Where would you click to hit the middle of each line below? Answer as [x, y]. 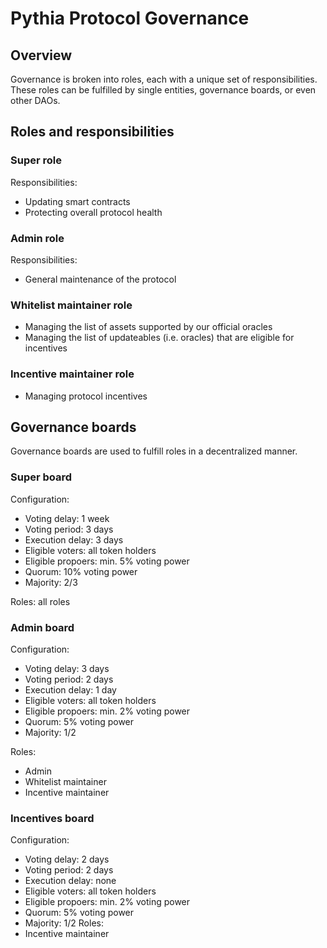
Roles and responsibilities [92, 132]
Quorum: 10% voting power [81, 571]
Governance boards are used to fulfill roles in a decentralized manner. [154, 451]
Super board [41, 477]
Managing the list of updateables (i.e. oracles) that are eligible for [159, 338]
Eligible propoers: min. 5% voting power [107, 561]
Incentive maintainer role [72, 374]
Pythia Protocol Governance [130, 18]
